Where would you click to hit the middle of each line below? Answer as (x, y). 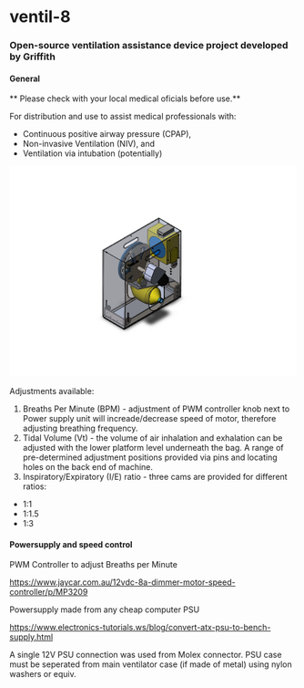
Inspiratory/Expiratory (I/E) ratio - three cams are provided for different (155, 476)
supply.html (31, 637)
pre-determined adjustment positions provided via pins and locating (150, 457)
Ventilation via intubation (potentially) (92, 153)
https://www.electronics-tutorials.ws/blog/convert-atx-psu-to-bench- (140, 628)
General (25, 78)
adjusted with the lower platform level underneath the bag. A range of (153, 447)
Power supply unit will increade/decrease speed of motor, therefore (149, 418)
